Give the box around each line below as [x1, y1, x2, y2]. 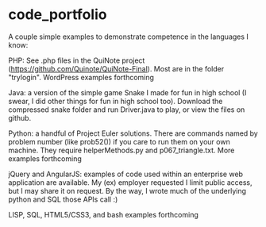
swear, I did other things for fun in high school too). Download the [8, 96, 223, 106]
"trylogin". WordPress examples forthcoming [8, 72, 155, 82]
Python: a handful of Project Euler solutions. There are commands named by [8, 129, 258, 138]
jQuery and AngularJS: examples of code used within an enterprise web [8, 169, 244, 179]
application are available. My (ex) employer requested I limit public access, [8, 177, 253, 187]
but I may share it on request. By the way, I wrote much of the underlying [8, 186, 247, 195]
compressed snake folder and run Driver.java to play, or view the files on [8, 105, 245, 114]
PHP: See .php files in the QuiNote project [8, 56, 145, 65]
